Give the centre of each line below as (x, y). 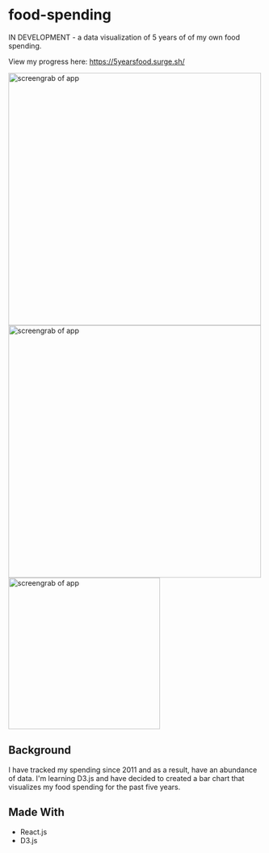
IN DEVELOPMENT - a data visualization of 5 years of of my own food (124, 37)
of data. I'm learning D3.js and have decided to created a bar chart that (126, 778)
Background (40, 750)
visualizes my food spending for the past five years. (95, 787)
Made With (36, 812)
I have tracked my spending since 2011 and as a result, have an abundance (133, 770)
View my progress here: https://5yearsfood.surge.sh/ (97, 61)
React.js (34, 832)
